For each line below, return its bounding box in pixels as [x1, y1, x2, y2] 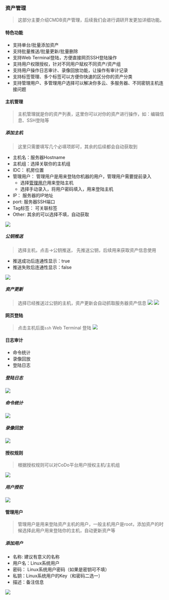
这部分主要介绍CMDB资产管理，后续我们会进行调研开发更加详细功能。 [17, 17, 164, 23]
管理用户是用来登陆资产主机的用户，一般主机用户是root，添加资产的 [17, 521, 159, 528]
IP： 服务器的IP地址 [12, 192, 54, 198]
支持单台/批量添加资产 [12, 42, 59, 48]
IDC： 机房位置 [12, 167, 44, 173]
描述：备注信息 [12, 579, 44, 585]
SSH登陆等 [26, 117, 50, 123]
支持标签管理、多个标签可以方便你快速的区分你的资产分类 [12, 73, 133, 80]
